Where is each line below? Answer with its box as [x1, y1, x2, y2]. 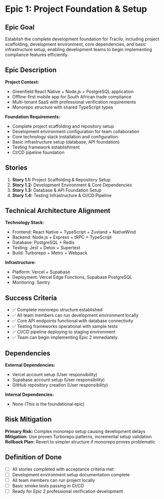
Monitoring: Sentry [12, 279, 50, 286]
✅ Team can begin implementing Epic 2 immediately [12, 334, 117, 340]
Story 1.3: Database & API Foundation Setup [12, 187, 102, 193]
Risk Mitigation [5, 415, 52, 424]
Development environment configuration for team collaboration [12, 128, 140, 134]
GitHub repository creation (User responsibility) [12, 382, 108, 388]
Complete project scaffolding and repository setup [12, 123, 114, 129]
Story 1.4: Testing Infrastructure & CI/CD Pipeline [12, 192, 112, 198]
